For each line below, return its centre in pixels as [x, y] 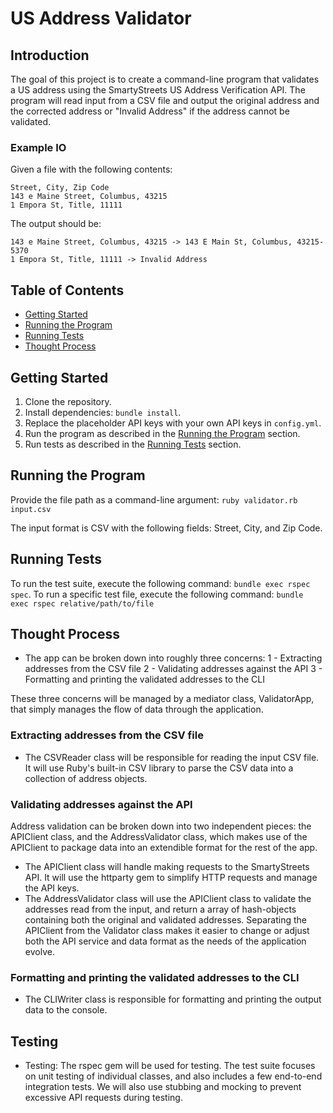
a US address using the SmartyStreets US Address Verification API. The [158, 90]
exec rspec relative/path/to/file [82, 603]
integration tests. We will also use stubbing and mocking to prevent [163, 1087]
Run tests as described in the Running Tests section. [133, 444]
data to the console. [66, 1010]
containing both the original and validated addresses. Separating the [165, 919]
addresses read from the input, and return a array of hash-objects [160, 909]
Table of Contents [67, 290]
